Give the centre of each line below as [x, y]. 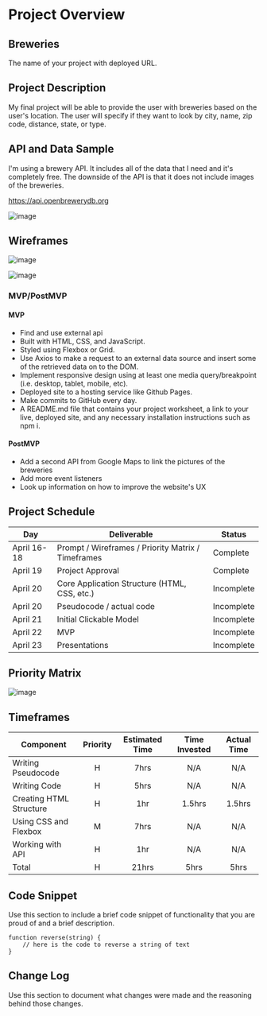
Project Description [57, 88]
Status [234, 534]
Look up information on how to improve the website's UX [113, 487]
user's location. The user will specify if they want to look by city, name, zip [130, 115]
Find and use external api [61, 332]
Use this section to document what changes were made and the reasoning [130, 995]
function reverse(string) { [55, 938]
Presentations [83, 645]
